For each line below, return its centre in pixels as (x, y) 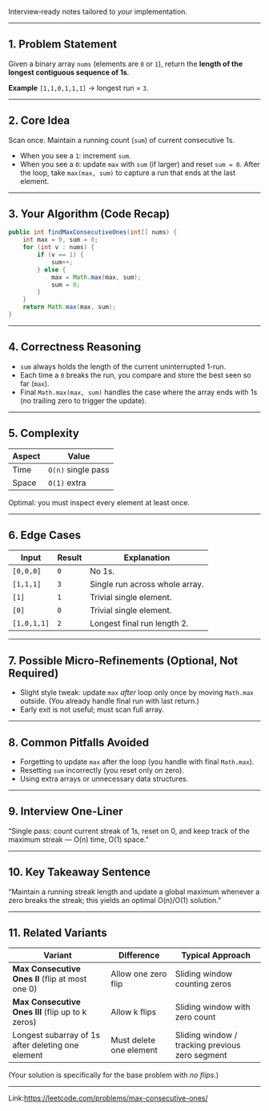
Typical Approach (216, 955)
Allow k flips (134, 1012)
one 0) (25, 989)
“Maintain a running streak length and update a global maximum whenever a (134, 892)
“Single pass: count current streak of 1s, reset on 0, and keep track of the (129, 831)
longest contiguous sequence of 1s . (69, 72)
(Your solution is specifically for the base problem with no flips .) (113, 1075)
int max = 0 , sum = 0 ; (60, 240)
